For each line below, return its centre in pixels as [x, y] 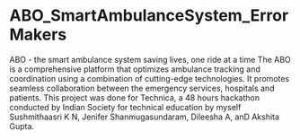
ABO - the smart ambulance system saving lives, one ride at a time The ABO [150, 59]
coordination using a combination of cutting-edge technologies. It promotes [150, 78]
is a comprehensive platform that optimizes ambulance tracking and [135, 69]
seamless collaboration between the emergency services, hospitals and [142, 88]
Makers [38, 35]
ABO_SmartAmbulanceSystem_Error [149, 16]
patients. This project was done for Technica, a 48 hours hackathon [135, 97]
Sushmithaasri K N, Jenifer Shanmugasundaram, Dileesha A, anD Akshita [145, 117]
